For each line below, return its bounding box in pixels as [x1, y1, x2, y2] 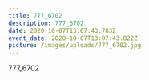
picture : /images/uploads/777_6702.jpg [8, 42, 142, 50]
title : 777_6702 [8, 11, 62, 20]
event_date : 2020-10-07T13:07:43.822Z [8, 34, 138, 42]
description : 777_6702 [8, 19, 84, 27]
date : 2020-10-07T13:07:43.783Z [8, 26, 116, 34]
